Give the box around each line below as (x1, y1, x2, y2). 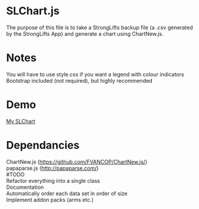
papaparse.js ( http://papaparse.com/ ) (6, 164, 99, 171)
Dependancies (6, 139, 80, 152)
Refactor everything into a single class (6, 177, 100, 184)
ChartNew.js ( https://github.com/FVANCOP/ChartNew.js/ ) (6, 158, 148, 165)
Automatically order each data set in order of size (6, 189, 128, 197)
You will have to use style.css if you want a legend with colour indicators (6, 70, 185, 78)
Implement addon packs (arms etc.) (6, 196, 94, 203)
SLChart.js (6, 4, 60, 18)
